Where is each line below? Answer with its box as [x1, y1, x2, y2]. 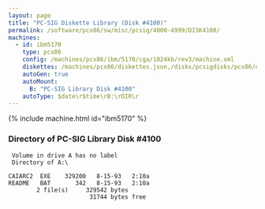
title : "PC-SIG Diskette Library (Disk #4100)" [8, 19, 168, 27]
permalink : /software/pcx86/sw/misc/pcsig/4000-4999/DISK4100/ [8, 26, 221, 34]
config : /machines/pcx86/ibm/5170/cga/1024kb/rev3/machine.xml [22, 56, 235, 64]
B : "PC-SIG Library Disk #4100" [28, 84, 136, 93]
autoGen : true [22, 70, 69, 78]
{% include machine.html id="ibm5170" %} [8, 114, 147, 123]
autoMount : [22, 77, 58, 85]
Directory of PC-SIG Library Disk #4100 [8, 133, 162, 144]
